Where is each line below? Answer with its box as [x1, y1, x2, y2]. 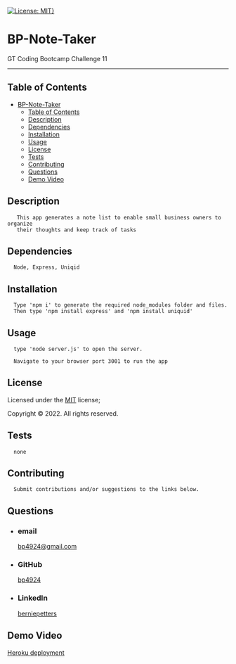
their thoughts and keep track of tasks [16, 226, 137, 234]
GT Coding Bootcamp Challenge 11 [7, 54, 107, 63]
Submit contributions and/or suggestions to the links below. [13, 486, 199, 493]
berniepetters [17, 609, 58, 618]
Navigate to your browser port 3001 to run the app [13, 358, 169, 365]
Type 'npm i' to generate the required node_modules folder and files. [13, 302, 228, 309]
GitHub [17, 560, 43, 570]
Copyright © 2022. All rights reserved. [7, 409, 119, 418]
